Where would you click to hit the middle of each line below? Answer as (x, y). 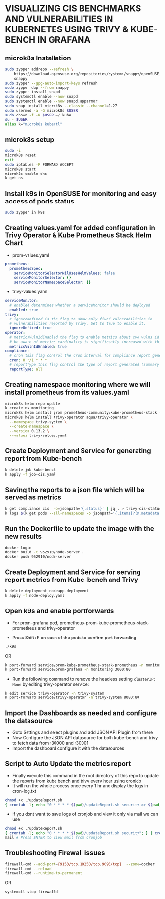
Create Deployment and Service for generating (78, 451)
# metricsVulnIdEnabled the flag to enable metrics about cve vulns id (84, 337)
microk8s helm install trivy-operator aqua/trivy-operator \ (69, 417)
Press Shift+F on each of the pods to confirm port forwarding (74, 638)
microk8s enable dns (26, 174)
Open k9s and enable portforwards (60, 611)
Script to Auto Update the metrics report (68, 764)
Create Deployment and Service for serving (73, 572)
